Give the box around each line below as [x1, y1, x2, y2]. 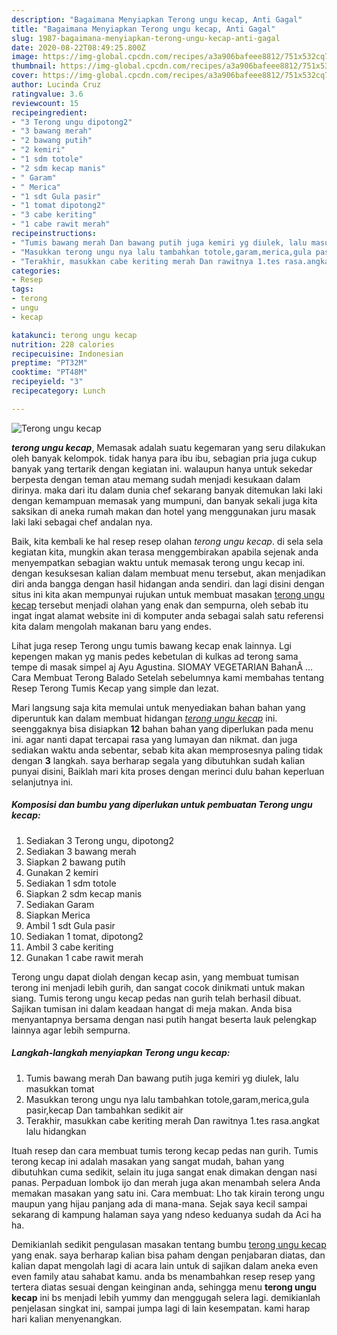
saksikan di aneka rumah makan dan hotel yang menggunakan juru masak [11, 505, 316, 517]
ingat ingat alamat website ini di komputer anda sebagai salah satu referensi [11, 609, 324, 621]
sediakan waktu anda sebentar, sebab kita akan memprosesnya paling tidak [11, 744, 324, 756]
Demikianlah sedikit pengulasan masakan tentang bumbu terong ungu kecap [11, 1238, 327, 1250]
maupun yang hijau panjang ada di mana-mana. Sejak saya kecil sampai [11, 1197, 308, 1210]
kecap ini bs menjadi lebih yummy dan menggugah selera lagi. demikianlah [11, 1291, 321, 1303]
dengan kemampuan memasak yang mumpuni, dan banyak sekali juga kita [11, 494, 318, 506]
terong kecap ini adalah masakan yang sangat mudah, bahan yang [11, 1155, 285, 1167]
